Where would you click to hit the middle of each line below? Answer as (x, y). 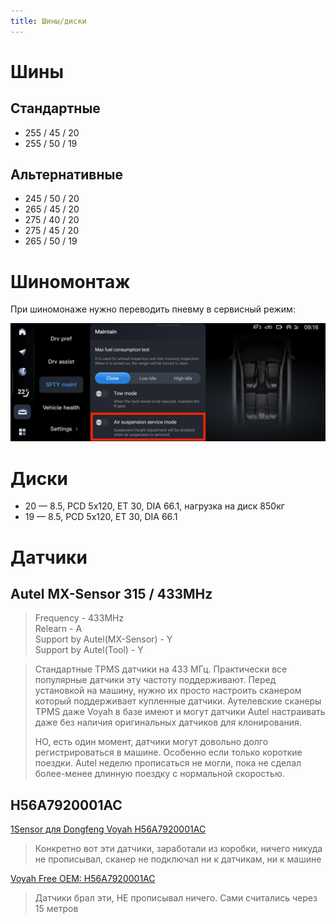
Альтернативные (66, 175)
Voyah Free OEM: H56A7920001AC (83, 879)
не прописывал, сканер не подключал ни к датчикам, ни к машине (178, 859)
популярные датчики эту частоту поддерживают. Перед (155, 680)
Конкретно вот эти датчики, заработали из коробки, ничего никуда (178, 849)
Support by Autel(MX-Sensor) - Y (103, 639)
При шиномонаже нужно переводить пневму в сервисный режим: (153, 309)
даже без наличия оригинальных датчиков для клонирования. (168, 722)
